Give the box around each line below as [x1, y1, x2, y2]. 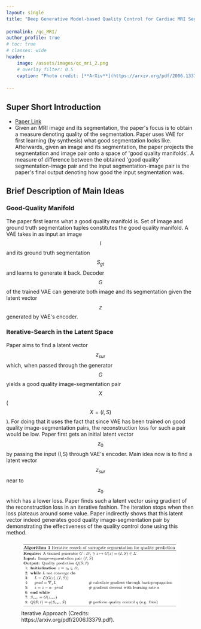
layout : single [6, 10, 44, 16]
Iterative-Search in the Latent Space [6, 328, 114, 336]
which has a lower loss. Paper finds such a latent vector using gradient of [6, 497, 187, 505]
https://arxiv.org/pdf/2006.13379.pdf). [21, 616, 115, 623]
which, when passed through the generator [6, 361, 113, 369]
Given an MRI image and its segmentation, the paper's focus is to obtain [14, 124, 193, 132]
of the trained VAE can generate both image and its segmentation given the [6, 288, 191, 295]
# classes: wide [6, 48, 47, 54]
